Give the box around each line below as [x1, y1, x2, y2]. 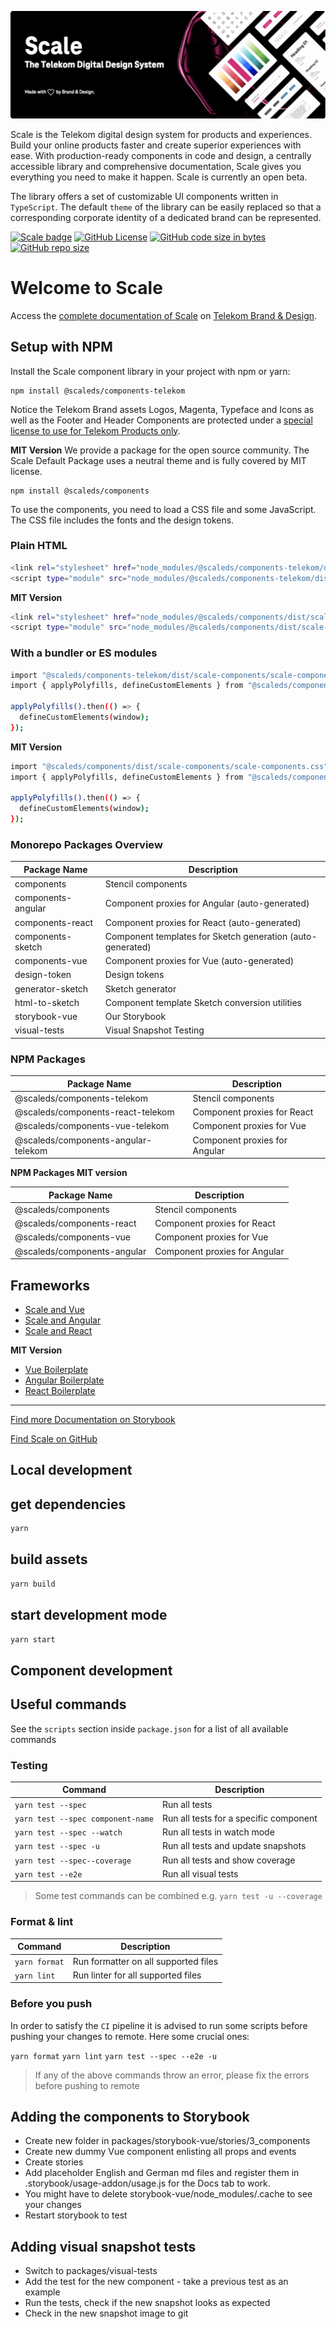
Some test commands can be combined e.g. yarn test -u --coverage [34, 1890, 323, 1902]
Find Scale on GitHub [10, 1433, 98, 1445]
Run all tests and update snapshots [161, 1840, 307, 1852]
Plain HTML [10, 539, 68, 553]
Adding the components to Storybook [10, 2108, 250, 2125]
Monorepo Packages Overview [10, 838, 163, 852]
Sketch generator [104, 982, 177, 995]
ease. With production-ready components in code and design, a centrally [10, 149, 312, 161]
